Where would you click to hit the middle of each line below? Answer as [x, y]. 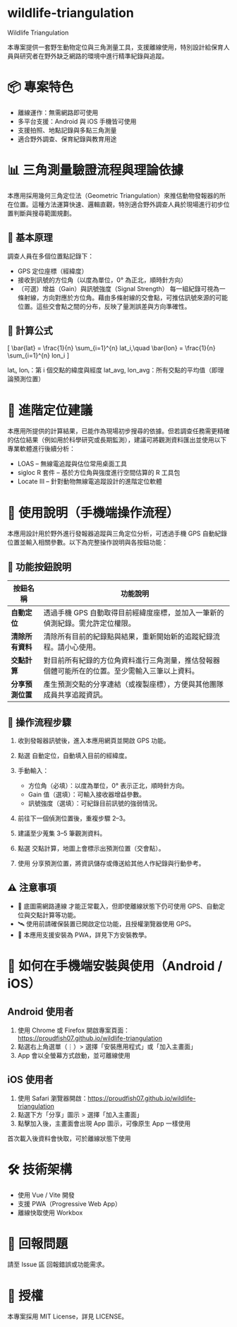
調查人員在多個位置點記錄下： [50, 256]
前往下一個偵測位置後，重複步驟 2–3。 [73, 818]
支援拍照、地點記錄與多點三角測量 [67, 130]
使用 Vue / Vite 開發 [46, 1195]
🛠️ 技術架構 [40, 1169]
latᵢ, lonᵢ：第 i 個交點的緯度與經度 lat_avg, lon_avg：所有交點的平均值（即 [113, 370]
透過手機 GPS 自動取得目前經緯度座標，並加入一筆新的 [134, 613]
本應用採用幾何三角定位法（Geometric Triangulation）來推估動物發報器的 [114, 195]
